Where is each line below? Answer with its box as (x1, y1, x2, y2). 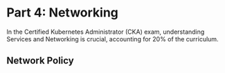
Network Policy (6, 55, 74, 67)
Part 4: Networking (6, 5, 119, 21)
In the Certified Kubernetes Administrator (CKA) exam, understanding (6, 28, 205, 36)
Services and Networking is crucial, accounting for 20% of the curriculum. (6, 34, 219, 43)
